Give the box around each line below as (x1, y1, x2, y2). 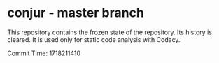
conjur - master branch (7, 5, 145, 21)
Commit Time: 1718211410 (7, 49, 81, 57)
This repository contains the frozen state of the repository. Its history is (7, 28, 212, 36)
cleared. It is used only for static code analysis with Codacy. (7, 35, 181, 43)
